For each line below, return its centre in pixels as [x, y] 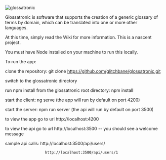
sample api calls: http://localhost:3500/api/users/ [55, 143]
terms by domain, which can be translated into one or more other [71, 22]
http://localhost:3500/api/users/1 [82, 153]
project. [13, 42]
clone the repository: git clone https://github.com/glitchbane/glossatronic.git [83, 71]
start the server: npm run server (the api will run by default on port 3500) [80, 109]
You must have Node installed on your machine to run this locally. [72, 52]
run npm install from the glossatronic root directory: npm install [69, 90]
